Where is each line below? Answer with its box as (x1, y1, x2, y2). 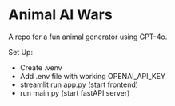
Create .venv (19, 62, 62, 73)
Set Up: (8, 47, 34, 57)
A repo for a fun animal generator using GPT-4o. (8, 32, 168, 41)
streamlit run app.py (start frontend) (19, 80, 138, 89)
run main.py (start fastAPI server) (19, 88, 130, 97)
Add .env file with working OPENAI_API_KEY (19, 71, 166, 80)
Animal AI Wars (8, 6, 113, 24)
